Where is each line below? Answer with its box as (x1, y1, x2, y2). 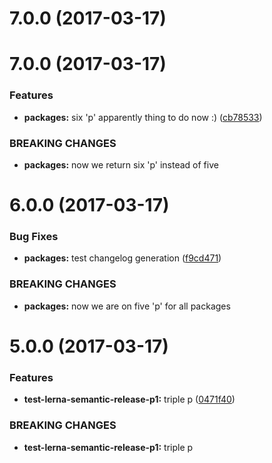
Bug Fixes (9, 230, 59, 244)
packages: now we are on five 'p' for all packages (23, 300, 231, 312)
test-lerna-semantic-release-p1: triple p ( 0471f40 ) (23, 393, 236, 406)
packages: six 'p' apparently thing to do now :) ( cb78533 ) (23, 111, 263, 123)
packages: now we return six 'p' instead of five (23, 158, 219, 171)
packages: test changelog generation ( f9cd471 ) (23, 252, 222, 264)
